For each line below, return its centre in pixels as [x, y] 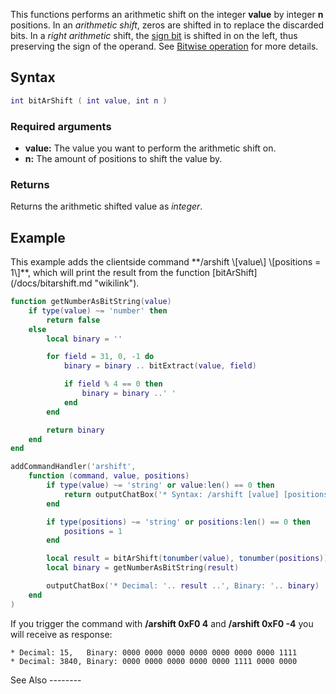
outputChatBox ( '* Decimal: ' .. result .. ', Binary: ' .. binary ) [183, 586]
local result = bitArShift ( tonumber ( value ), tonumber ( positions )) [187, 559]
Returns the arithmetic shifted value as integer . [106, 206]
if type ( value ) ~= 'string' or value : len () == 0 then [160, 485]
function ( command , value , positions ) [109, 476]
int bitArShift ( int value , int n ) [89, 100]
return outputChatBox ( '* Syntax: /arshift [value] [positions [196, 494]
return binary [75, 430]
